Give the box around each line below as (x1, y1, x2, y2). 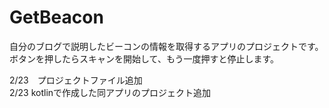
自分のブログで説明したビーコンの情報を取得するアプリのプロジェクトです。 (9, 40, 324, 52)
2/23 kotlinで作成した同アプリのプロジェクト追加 (9, 86, 212, 98)
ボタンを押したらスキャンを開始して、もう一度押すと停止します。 (9, 52, 280, 65)
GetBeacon (9, 6, 104, 29)
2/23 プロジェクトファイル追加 (9, 74, 143, 86)
